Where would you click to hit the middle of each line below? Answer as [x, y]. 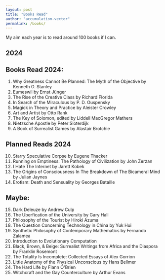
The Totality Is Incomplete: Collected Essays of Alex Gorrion [74, 257]
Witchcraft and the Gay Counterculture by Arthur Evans [69, 273]
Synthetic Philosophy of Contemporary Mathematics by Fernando [79, 231]
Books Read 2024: [35, 70]
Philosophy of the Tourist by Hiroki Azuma [56, 220]
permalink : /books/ [26, 23]
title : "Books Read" [27, 14]
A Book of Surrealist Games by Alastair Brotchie [61, 129]
